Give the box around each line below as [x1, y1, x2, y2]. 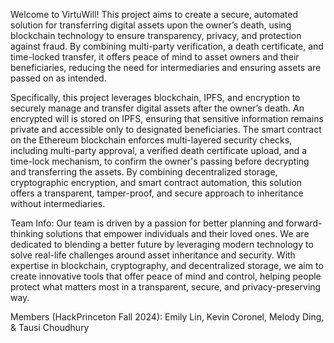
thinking [10, 228, 44, 239]
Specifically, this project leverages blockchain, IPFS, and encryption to [10, 92, 301, 103]
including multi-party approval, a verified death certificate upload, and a [10, 145, 308, 156]
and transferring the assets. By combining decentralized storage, [10, 166, 278, 178]
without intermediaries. [10, 198, 106, 209]
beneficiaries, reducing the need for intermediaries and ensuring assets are [10, 62, 322, 73]
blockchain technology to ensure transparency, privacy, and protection [10, 30, 302, 41]
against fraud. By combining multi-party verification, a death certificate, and [10, 40, 324, 52]
